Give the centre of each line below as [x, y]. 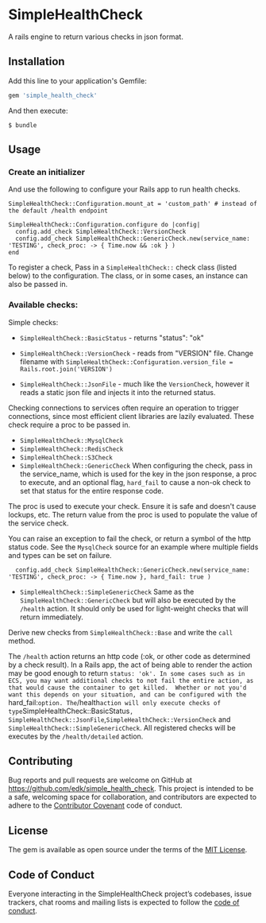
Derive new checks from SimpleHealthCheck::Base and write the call [121, 632]
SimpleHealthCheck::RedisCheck [71, 449]
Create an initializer [47, 172]
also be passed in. [38, 285]
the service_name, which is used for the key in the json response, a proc [138, 474]
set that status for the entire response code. [92, 491]
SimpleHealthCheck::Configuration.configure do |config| [104, 225]
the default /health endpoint [58, 211]
